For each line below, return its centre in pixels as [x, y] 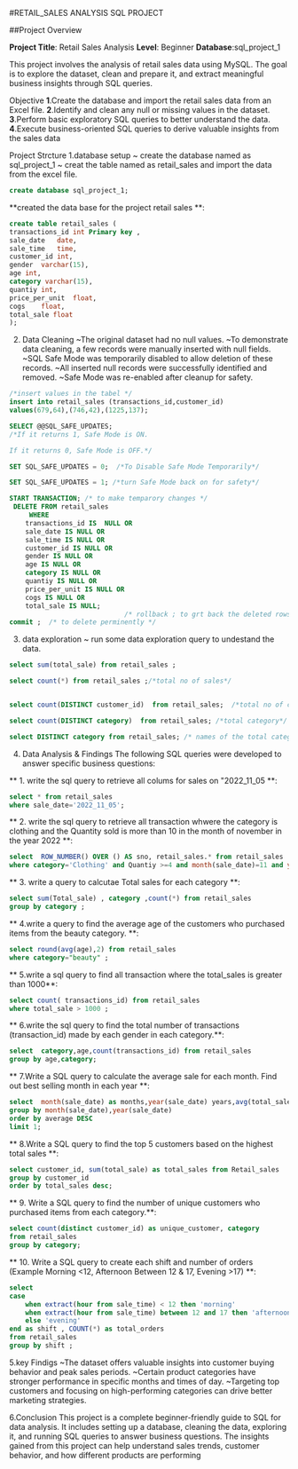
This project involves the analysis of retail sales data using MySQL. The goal [149, 64]
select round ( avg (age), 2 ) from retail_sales [93, 949]
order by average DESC [51, 1118]
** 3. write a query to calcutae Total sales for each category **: [125, 882]
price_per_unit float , [53, 298]
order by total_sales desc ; [61, 1186]
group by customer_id [49, 1178]
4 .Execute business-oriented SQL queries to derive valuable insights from [144, 129]
